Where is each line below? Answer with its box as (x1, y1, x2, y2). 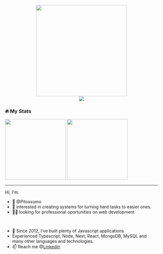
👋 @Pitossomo (12, 199, 42, 205)
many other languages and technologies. (12, 238, 94, 244)
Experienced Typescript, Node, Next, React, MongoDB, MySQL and (12, 233, 147, 239)
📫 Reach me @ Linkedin (12, 244, 61, 250)
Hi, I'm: (5, 189, 19, 195)
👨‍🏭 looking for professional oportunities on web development (12, 209, 135, 215)
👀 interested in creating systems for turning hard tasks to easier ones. (12, 204, 152, 210)
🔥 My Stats (5, 108, 32, 114)
